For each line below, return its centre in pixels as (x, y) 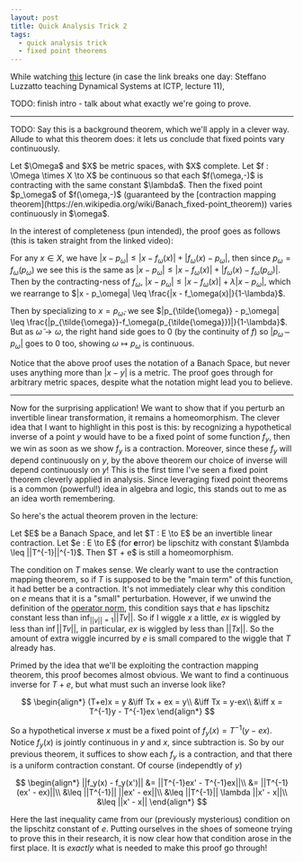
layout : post (35, 18)
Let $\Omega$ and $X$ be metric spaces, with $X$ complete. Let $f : (139, 166)
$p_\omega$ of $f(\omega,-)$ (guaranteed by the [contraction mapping (143, 195)
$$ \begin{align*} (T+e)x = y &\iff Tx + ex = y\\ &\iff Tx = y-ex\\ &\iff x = (152, 702)
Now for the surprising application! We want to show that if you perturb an (148, 408)
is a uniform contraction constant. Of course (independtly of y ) (126, 766)
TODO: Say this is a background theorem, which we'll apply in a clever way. (150, 129)
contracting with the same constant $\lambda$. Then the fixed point (137, 185)
